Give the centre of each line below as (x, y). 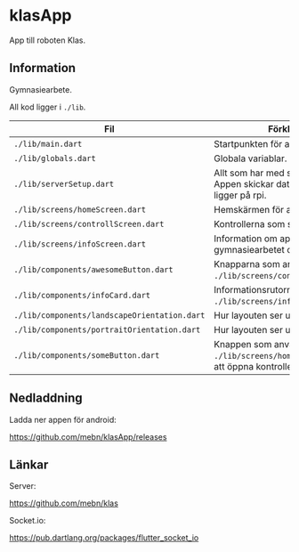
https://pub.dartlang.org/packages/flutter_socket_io (104, 538)
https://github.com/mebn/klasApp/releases (88, 436)
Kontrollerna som (249, 223)
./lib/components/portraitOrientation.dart (107, 329)
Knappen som (242, 344)
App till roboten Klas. (48, 40)
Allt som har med (249, 173)
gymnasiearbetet (249, 249)
